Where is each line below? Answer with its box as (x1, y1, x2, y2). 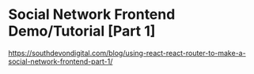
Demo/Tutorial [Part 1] (8, 22, 156, 40)
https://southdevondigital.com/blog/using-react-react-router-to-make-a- (8, 48, 247, 57)
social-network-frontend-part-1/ (8, 57, 113, 66)
